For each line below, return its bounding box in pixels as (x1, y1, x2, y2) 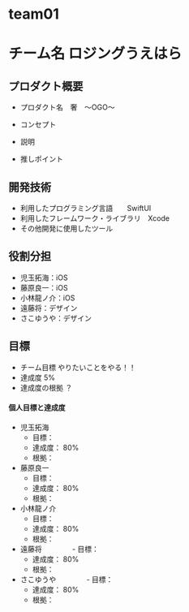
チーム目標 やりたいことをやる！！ (19, 362, 136, 372)
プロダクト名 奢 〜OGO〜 (19, 102, 115, 112)
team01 (8, 5, 59, 24)
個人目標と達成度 (8, 403, 66, 412)
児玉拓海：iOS (19, 273, 68, 282)
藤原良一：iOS (19, 282, 68, 292)
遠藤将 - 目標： (19, 544, 100, 554)
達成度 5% (19, 373, 55, 382)
